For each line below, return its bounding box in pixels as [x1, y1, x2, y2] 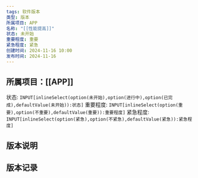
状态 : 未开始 [6, 31, 34, 37]
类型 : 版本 [6, 14, 30, 20]
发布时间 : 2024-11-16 [6, 53, 57, 59]
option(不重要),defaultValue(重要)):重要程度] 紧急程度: [16, 109, 150, 116]
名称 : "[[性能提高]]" [6, 25, 55, 32]
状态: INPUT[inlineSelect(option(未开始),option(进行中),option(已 [6, 94, 169, 101]
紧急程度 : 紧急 [6, 42, 39, 48]
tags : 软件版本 [6, 8, 41, 15]
